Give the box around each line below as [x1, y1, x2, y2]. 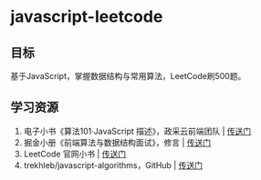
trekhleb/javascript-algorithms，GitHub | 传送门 [23, 159, 204, 170]
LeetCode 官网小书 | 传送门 [23, 148, 127, 159]
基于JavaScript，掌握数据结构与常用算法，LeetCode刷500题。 [10, 71, 246, 81]
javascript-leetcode [10, 6, 163, 27]
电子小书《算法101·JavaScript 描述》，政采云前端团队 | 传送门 [23, 125, 252, 136]
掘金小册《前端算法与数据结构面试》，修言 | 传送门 [23, 136, 212, 147]
